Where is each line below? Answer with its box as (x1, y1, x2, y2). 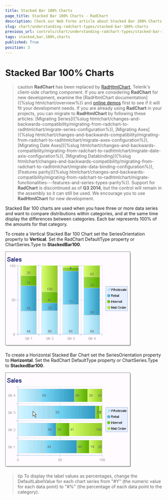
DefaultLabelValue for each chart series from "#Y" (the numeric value (17, 478, 161, 484)
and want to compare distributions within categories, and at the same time (5, 210, 158, 216)
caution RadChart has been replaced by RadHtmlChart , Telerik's (17, 84, 150, 90)
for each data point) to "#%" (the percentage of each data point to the (17, 483, 162, 489)
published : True (5, 40, 39, 45)
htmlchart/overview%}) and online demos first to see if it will (35, 100, 160, 106)
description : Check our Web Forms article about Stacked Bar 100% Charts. (5, 19, 164, 24)
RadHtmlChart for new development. (17, 195, 94, 201)
